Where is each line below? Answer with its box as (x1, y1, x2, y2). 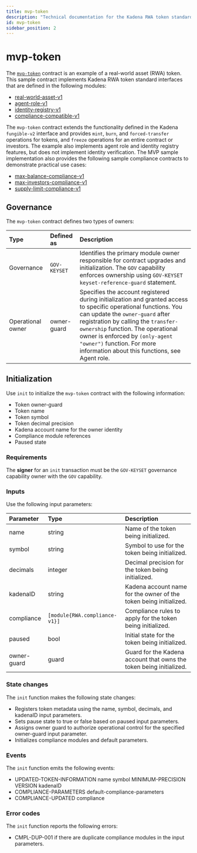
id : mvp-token (6, 19, 41, 25)
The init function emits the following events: (6, 765, 116, 771)
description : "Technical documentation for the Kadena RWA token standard (6, 14, 193, 20)
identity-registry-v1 (14, 106, 61, 113)
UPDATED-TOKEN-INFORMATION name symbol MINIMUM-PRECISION (14, 776, 186, 782)
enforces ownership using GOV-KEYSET (79, 271, 183, 279)
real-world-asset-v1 (14, 93, 63, 101)
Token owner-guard (14, 401, 63, 408)
